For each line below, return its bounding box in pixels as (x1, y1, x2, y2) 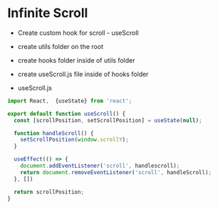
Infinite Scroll (7, 5, 88, 21)
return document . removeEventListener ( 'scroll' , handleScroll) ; (20, 168, 212, 176)
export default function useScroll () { (7, 110, 126, 117)
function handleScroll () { (14, 129, 94, 136)
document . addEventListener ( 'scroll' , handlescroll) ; (20, 162, 180, 170)
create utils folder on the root (17, 42, 103, 50)
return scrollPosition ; (14, 188, 84, 195)
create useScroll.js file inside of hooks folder (17, 70, 149, 78)
